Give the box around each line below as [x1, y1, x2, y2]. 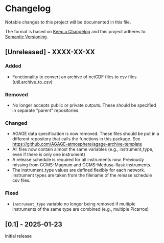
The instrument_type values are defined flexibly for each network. [12, 167, 145, 173]
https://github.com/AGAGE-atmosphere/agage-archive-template [12, 141, 142, 147]
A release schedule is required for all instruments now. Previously [12, 157, 144, 163]
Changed [5, 119, 28, 126]
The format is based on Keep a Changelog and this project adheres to [5, 28, 146, 34]
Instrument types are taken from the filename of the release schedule [12, 172, 152, 178]
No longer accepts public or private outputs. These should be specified [12, 102, 156, 108]
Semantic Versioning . [5, 34, 48, 40]
